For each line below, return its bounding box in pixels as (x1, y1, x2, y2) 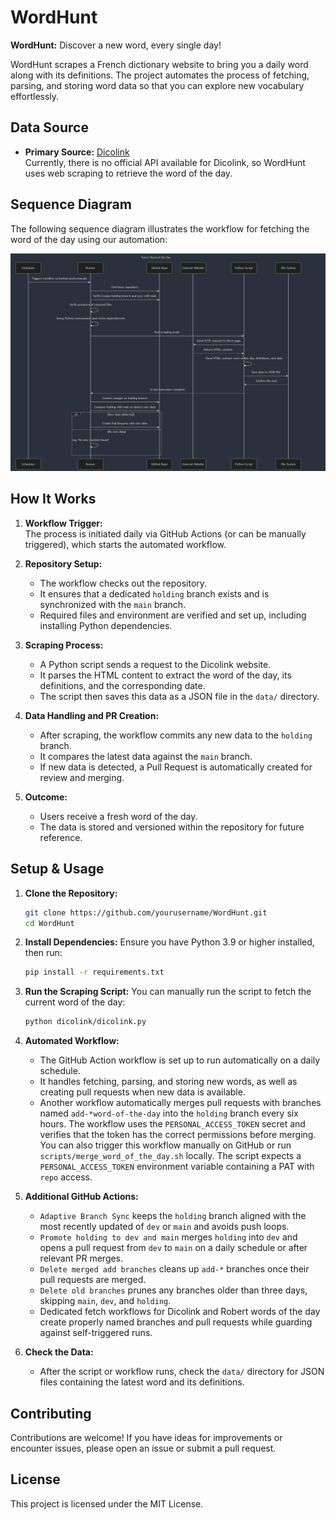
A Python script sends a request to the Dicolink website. (39, 658, 272, 670)
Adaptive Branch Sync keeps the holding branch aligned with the (39, 1210, 307, 1222)
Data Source (10, 119, 89, 136)
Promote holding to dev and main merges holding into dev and (39, 1231, 298, 1243)
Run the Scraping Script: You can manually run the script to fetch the (24, 986, 312, 998)
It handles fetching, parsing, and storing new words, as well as (39, 1076, 298, 1088)
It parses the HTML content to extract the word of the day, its (39, 669, 292, 681)
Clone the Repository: (24, 887, 118, 899)
